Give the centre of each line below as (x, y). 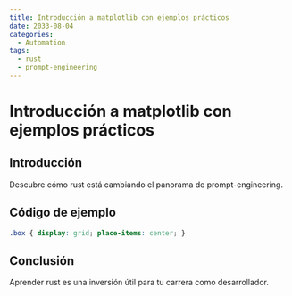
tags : (19, 51)
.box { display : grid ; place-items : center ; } (97, 233)
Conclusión (42, 261)
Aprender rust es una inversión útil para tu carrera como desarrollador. (139, 283)
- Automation (42, 42)
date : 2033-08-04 (42, 26)
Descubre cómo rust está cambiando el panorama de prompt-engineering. (146, 185)
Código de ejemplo (63, 213)
